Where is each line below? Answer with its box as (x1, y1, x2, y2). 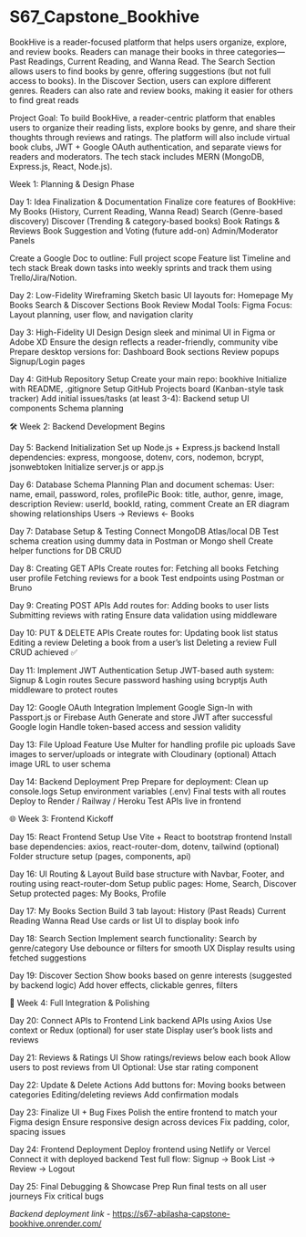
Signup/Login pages (9, 356, 86, 367)
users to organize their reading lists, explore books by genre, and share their (9, 121, 296, 133)
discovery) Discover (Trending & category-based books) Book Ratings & (9, 215, 280, 226)
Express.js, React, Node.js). (9, 161, 113, 172)
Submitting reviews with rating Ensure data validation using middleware (9, 609, 278, 620)
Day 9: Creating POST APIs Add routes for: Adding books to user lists (9, 599, 270, 610)
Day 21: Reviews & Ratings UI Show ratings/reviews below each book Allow (9, 1052, 291, 1063)
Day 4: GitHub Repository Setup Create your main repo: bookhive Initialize (9, 373, 287, 384)
